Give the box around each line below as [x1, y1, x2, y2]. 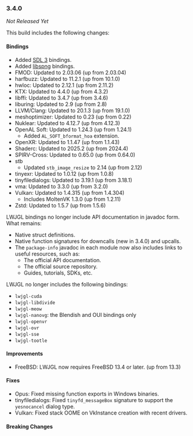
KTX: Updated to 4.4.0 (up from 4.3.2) [14, 88, 108, 95]
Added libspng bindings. [14, 63, 75, 70]
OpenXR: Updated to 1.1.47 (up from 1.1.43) [14, 138, 120, 145]
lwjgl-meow [14, 306, 42, 312]
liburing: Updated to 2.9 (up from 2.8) [14, 100, 107, 108]
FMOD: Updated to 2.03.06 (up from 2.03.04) [14, 68, 127, 76]
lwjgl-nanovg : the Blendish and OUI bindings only [14, 311, 137, 318]
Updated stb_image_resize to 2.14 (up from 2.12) [23, 164, 142, 171]
